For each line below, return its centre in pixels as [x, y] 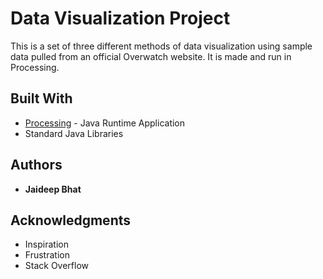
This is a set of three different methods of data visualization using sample [161, 46]
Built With [41, 98]
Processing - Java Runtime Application [105, 123]
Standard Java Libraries [74, 133]
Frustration [47, 255]
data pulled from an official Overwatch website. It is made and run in [151, 56]
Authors [36, 165]
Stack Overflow [57, 266]
